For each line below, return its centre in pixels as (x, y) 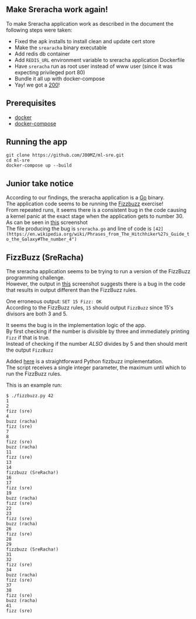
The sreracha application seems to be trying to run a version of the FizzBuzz (98, 271)
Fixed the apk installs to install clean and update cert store (85, 41)
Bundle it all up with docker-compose (60, 78)
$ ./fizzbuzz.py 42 (30, 396)
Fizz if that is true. (28, 338)
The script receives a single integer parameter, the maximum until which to (96, 367)
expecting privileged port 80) (50, 72)
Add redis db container (42, 54)
